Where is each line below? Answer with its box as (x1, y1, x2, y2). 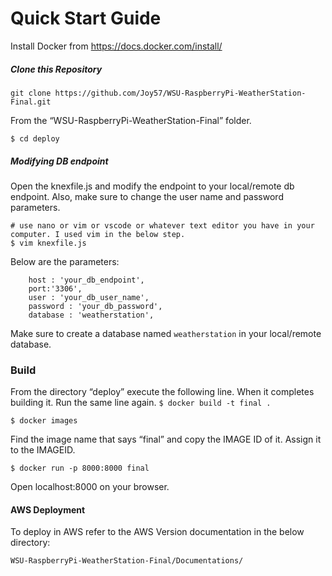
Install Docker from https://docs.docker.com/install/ (10, 40, 223, 52)
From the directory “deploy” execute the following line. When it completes (10, 386, 315, 398)
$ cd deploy (10, 133, 60, 144)
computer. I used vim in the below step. (10, 229, 186, 239)
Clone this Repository (10, 63, 103, 75)
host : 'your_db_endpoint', (28, 275, 145, 285)
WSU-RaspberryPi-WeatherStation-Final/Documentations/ (10, 556, 244, 566)
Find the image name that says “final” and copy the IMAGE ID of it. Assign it (10, 433, 322, 446)
